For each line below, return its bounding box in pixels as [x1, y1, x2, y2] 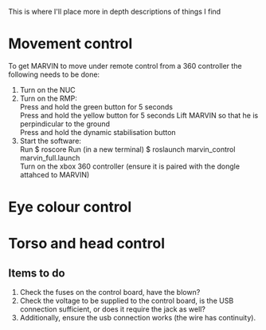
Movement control [8, 35, 133, 53]
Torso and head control [8, 235, 166, 252]
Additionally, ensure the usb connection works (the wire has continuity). [19, 313, 256, 323]
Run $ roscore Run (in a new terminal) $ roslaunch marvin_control [19, 144, 236, 154]
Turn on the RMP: [19, 93, 77, 103]
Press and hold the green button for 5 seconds [19, 101, 174, 111]
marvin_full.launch [19, 153, 80, 162]
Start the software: [19, 136, 82, 145]
